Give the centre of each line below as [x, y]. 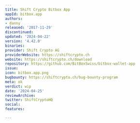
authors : [14, 18]
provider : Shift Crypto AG [32, 50]
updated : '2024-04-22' [28, 37]
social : [13, 105]
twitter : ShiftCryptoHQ [29, 100]
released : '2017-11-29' [29, 28]
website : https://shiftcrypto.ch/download [48, 59]
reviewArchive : [20, 95]
